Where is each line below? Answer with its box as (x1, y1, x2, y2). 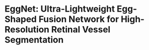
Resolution (4, 24, 50, 35)
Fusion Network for (38, 14, 119, 25)
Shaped (4, 14, 37, 25)
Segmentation (4, 34, 64, 46)
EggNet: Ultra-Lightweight (4, 3, 115, 15)
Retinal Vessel (51, 24, 111, 35)
